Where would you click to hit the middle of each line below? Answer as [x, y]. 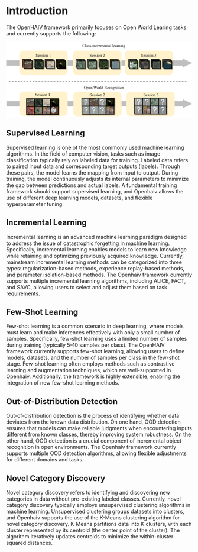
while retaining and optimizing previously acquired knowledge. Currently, [95, 256]
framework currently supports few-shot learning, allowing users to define [95, 351]
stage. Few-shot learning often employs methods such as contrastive [90, 364]
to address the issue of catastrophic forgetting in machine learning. [88, 243]
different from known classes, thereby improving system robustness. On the [99, 435]
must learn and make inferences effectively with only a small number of [93, 333]
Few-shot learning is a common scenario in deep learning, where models [95, 326]
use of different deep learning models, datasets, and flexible [79, 198]
